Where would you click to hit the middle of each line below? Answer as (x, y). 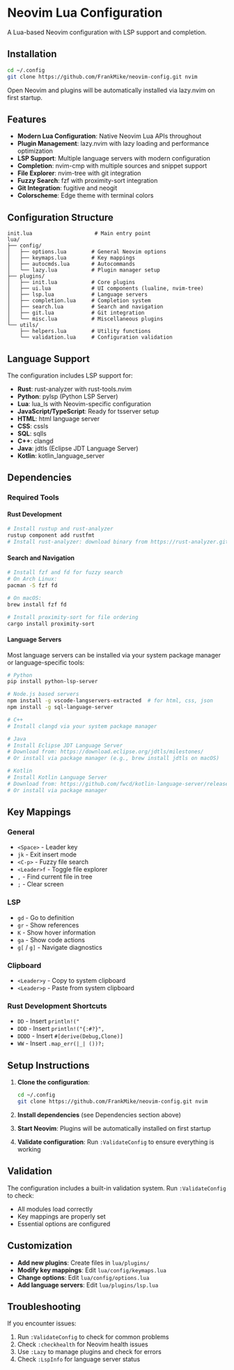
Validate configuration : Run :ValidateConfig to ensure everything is (116, 1142)
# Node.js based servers (43, 694)
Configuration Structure (60, 217)
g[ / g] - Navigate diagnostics (60, 947)
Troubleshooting (44, 1306)
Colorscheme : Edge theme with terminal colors (85, 195)
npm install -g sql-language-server (60, 707)
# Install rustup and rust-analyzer (60, 529)
